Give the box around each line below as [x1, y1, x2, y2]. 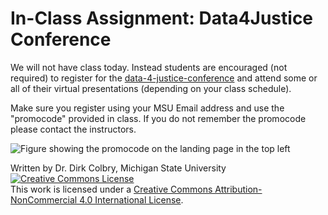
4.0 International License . [79, 193, 184, 206]
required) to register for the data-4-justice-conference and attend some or [10, 72, 318, 84]
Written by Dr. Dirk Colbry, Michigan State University [10, 162, 227, 174]
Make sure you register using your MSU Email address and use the [10, 102, 285, 114]
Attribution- [214, 183, 263, 195]
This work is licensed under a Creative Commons [10, 183, 213, 195]
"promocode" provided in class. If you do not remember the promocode [10, 112, 307, 124]
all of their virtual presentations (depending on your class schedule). [10, 82, 292, 94]
